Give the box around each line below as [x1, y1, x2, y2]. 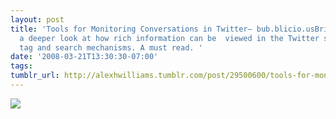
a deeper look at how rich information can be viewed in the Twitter [19, 33, 320, 43]
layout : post [10, 14, 65, 25]
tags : [10, 61, 33, 71]
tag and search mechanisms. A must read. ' [19, 42, 203, 53]
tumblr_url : [10, 71, 60, 81]
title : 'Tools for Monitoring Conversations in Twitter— [10, 24, 253, 34]
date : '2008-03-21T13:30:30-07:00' [10, 52, 159, 62]
